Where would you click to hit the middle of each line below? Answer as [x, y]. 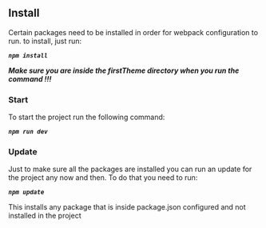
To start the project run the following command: [87, 117]
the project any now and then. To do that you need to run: [103, 178]
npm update [26, 192]
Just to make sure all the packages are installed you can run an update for [130, 169]
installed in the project [45, 216]
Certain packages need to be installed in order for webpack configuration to [133, 32]
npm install [28, 55]
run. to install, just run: [45, 41]
